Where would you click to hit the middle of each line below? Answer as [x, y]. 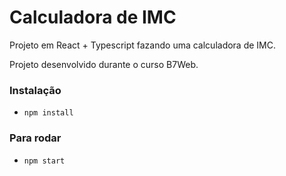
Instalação [35, 90]
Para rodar [35, 138]
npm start [44, 161]
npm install [48, 113]
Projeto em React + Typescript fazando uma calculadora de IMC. [143, 45]
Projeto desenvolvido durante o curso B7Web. [104, 64]
